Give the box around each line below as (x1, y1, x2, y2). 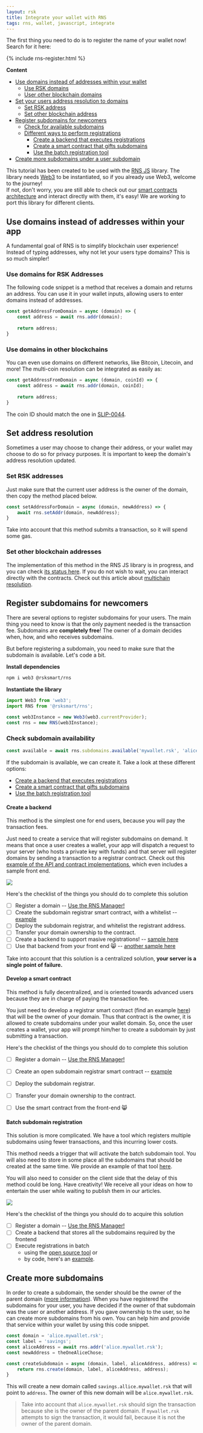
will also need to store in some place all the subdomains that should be (6, 1156, 182, 1164)
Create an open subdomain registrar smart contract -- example (14, 1068, 172, 1075)
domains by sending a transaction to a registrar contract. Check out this (6, 854, 185, 862)
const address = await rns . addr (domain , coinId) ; (17, 383, 145, 389)
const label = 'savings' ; (6, 1339, 71, 1345)
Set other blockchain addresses (6, 548, 101, 556)
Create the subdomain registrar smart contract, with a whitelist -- (14, 909, 178, 916)
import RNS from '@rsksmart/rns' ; (6, 703, 94, 709)
